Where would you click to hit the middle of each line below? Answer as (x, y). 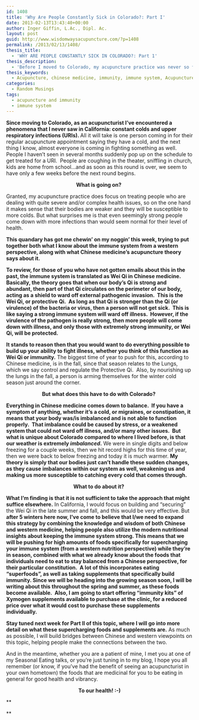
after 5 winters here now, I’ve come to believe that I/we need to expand (95, 517)
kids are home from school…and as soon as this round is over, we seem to (97, 166)
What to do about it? (99, 486)
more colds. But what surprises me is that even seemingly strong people (94, 215)
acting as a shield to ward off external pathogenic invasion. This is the (95, 295)
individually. (22, 611)
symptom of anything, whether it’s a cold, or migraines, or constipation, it (98, 411)
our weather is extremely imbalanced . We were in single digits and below (97, 443)
